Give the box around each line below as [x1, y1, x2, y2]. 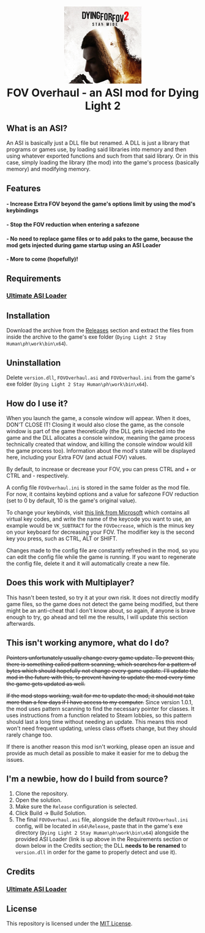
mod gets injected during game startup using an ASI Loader [6, 241, 161, 248]
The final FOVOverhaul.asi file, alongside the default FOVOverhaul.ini [15, 816, 188, 823]
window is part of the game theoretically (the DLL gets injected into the [6, 427, 185, 435]
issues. [6, 756, 24, 763]
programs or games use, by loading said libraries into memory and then [6, 146, 187, 153]
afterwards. [6, 620, 35, 627]
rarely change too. [6, 731, 53, 739]
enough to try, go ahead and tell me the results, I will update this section [6, 613, 188, 621]
